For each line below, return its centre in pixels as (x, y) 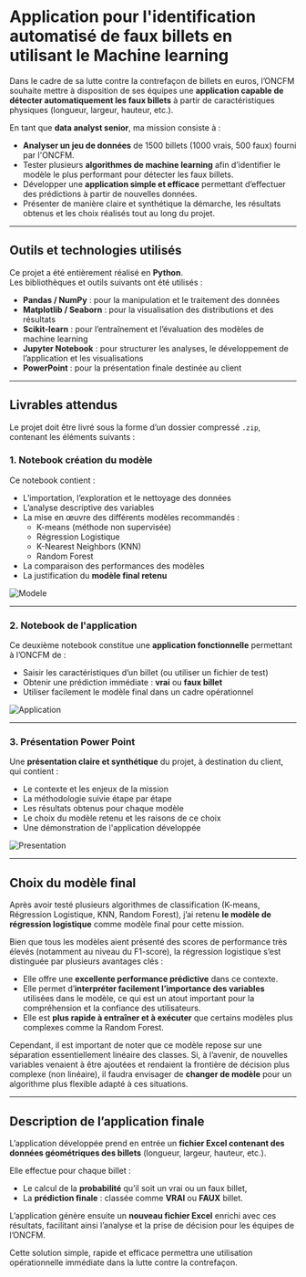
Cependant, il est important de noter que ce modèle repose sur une (136, 1045)
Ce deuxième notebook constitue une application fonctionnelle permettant (151, 645)
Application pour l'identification (133, 17)
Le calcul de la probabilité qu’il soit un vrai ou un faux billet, (135, 1188)
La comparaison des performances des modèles (113, 565)
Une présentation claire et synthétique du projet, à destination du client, (147, 762)
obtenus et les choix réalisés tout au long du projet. (119, 213)
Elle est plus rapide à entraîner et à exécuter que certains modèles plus (158, 1018)
